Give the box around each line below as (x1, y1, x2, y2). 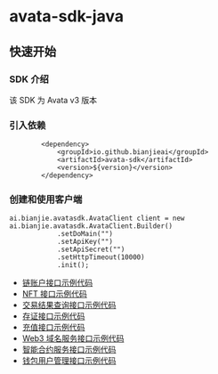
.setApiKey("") (56, 238, 114, 247)
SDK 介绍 (9, 73, 49, 85)
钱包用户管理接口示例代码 (21, 355, 117, 366)
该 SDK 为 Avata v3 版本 (9, 94, 98, 105)
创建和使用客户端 (9, 193, 83, 206)
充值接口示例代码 (21, 322, 85, 333)
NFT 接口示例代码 (21, 289, 87, 299)
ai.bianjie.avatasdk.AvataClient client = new (9, 214, 185, 224)
